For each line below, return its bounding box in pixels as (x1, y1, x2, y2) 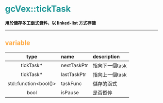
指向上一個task (93, 71, 127, 78)
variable (5, 39, 31, 47)
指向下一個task (93, 62, 127, 69)
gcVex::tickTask (5, 3, 71, 15)
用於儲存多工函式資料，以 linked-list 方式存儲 (5, 20, 96, 26)
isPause (61, 89, 79, 96)
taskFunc (61, 80, 82, 87)
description (93, 53, 120, 60)
